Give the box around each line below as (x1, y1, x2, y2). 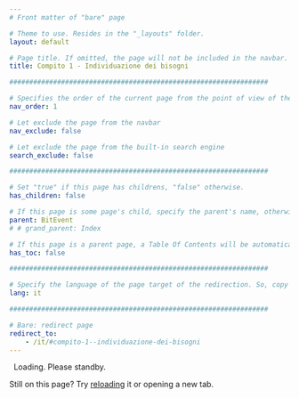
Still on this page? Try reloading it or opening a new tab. (9, 379, 214, 390)
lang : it (9, 288, 42, 298)
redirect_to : (9, 329, 58, 338)
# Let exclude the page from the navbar (9, 118, 162, 127)
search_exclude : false (9, 150, 93, 160)
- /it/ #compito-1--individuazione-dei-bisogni (25, 337, 201, 346)
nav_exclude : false (9, 126, 82, 135)
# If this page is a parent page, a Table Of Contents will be (9, 240, 249, 249)
